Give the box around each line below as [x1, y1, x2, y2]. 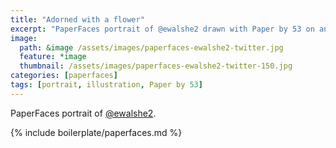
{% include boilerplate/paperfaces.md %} [10, 126, 183, 138]
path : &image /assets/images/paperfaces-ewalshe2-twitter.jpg [19, 42, 284, 53]
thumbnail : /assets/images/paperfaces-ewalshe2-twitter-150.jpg [19, 61, 293, 71]
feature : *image [19, 52, 87, 62]
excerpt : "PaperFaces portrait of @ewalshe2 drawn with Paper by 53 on [10, 24, 315, 34]
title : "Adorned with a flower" [10, 14, 145, 25]
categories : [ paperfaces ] [10, 71, 118, 81]
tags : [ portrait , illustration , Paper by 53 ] [10, 80, 203, 90]
